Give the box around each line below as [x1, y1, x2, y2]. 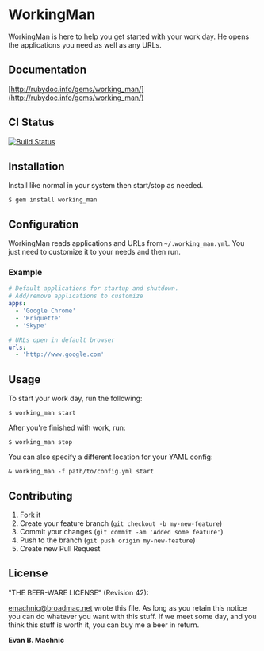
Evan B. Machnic [8, 635, 65, 645]
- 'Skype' [15, 321, 48, 330]
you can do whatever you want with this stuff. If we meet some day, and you [8, 611, 257, 621]
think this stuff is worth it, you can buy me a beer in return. [8, 620, 200, 630]
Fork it [19, 510, 41, 519]
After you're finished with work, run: [8, 423, 126, 433]
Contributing [8, 489, 73, 503]
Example [8, 267, 43, 278]
